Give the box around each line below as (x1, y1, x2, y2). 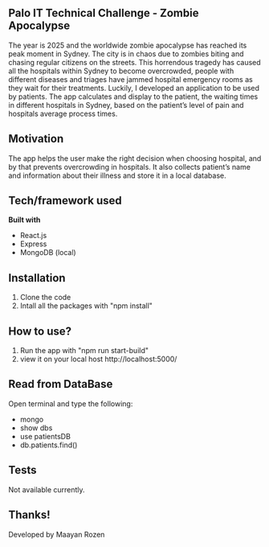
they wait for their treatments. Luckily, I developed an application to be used (8, 83, 259, 93)
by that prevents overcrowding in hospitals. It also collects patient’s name (8, 162, 251, 171)
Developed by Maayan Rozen (8, 529, 105, 539)
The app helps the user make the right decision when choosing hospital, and (8, 153, 262, 163)
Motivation (8, 132, 64, 146)
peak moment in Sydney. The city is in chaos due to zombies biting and (8, 48, 244, 59)
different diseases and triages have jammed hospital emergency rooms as (8, 74, 253, 84)
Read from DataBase (8, 377, 113, 391)
